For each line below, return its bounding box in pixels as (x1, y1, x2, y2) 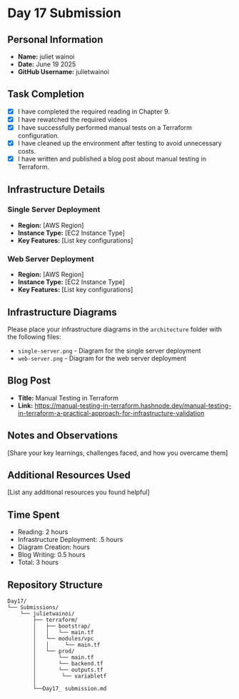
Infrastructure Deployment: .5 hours (17, 535, 123, 544)
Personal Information (7, 34, 103, 46)
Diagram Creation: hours (17, 543, 91, 551)
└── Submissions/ (7, 603, 59, 611)
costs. (17, 147, 36, 156)
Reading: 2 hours (17, 528, 68, 536)
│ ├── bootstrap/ (33, 623, 91, 630)
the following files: (7, 332, 62, 341)
